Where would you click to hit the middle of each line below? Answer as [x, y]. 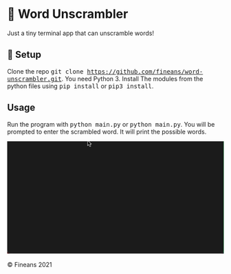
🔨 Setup [24, 55]
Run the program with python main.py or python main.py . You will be [111, 124]
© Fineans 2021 [30, 264]
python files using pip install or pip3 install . [80, 86]
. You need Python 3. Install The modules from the [132, 78]
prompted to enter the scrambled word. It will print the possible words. [107, 131]
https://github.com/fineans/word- [145, 71]
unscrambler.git [34, 79]
